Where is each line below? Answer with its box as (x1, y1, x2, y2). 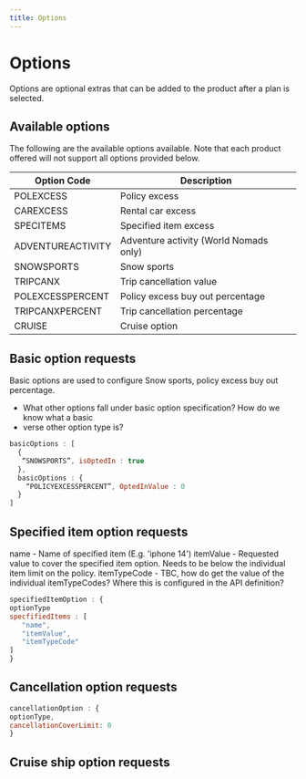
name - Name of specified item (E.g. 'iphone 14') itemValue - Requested (9, 548, 280, 559)
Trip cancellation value (119, 275, 218, 288)
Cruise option (119, 320, 178, 333)
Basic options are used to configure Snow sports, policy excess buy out (9, 375, 279, 386)
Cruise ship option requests (9, 754, 170, 770)
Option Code (35, 174, 91, 187)
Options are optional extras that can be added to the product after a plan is (9, 83, 290, 94)
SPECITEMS (14, 220, 66, 233)
